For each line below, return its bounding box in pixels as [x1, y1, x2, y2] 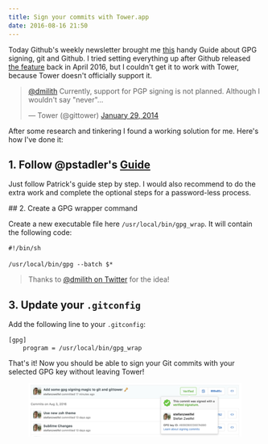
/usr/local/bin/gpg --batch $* [8, 261, 113, 269]
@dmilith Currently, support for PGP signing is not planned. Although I [27, 86, 260, 96]
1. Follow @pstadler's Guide [8, 157, 151, 171]
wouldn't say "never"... [27, 94, 104, 104]
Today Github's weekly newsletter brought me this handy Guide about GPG [8, 44, 258, 54]
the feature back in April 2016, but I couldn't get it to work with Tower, [8, 61, 240, 72]
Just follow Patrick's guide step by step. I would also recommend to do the [8, 179, 256, 189]
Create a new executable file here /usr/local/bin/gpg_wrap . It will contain [8, 219, 253, 229]
